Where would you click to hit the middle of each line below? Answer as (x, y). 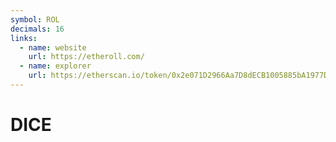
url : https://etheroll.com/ (86, 57)
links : (24, 38)
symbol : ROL (35, 19)
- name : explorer (55, 66)
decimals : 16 (37, 29)
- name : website (53, 47)
